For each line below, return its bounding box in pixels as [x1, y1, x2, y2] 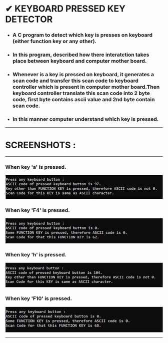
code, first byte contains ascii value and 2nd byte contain [12, 96, 155, 103]
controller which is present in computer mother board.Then [12, 83, 160, 90]
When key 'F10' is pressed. [5, 295, 72, 302]
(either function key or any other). [12, 38, 96, 45]
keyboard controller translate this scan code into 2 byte [12, 90, 150, 97]
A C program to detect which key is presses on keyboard [12, 32, 152, 39]
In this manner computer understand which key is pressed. [12, 116, 159, 123]
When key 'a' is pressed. [5, 164, 66, 171]
